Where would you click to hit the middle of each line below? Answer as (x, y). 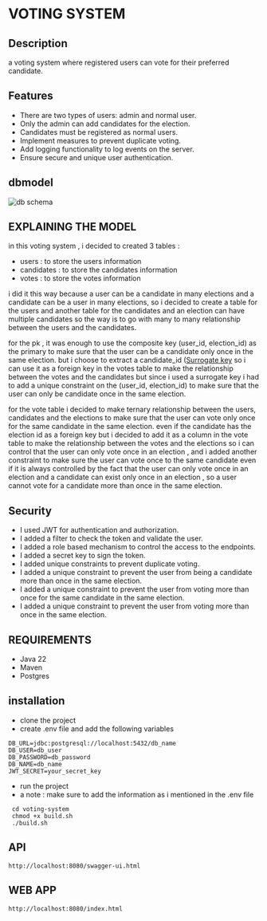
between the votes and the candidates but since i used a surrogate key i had (134, 377)
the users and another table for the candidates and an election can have (127, 311)
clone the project (48, 720)
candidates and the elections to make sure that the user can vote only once (132, 418)
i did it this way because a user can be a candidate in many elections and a (132, 294)
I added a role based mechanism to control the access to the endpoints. (138, 547)
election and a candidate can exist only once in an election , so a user (123, 477)
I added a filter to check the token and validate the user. (111, 538)
